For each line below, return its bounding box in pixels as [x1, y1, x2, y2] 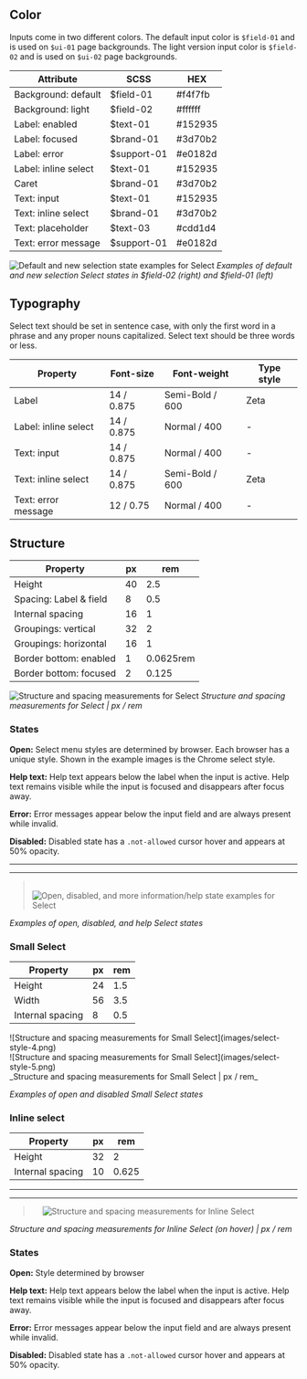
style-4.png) [9, 1042, 57, 1053]
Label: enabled [14, 118, 78, 131]
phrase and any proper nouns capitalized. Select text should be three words [9, 330, 295, 341]
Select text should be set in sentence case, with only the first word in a [9, 320, 276, 332]
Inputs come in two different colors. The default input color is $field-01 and [9, 31, 295, 42]
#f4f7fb [176, 88, 210, 100]
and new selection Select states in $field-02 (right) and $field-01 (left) [9, 269, 274, 280]
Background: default [14, 88, 102, 100]
